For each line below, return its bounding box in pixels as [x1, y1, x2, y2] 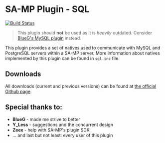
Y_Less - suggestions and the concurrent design [12, 121, 114, 127]
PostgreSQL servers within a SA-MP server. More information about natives [5, 50, 161, 56]
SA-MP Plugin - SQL [5, 3, 90, 15]
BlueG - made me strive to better [12, 116, 81, 122]
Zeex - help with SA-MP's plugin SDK [12, 126, 90, 133]
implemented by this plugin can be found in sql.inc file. [5, 55, 120, 61]
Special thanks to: [5, 103, 62, 111]
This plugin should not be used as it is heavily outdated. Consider [17, 29, 153, 35]
